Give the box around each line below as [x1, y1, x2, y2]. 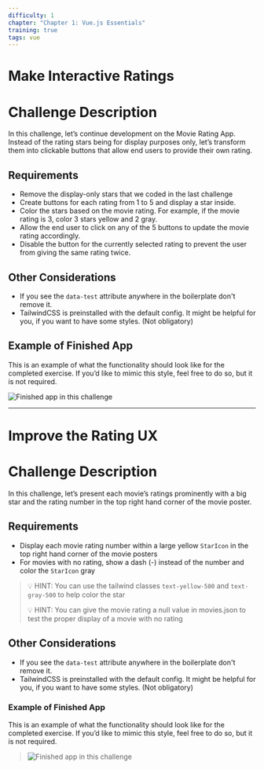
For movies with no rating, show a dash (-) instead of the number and [19, 557, 245, 566]
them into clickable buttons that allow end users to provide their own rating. [8, 146, 253, 156]
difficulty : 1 [8, 11, 55, 20]
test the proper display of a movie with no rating [27, 613, 183, 623]
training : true [8, 26, 58, 34]
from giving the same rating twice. [19, 248, 131, 258]
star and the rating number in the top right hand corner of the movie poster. [8, 496, 252, 507]
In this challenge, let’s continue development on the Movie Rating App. [8, 129, 236, 138]
